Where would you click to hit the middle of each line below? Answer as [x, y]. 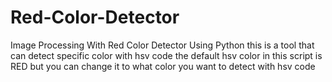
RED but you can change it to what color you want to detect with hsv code [163, 66]
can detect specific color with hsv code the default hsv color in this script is [166, 55]
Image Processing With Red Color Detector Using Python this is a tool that [162, 45]
